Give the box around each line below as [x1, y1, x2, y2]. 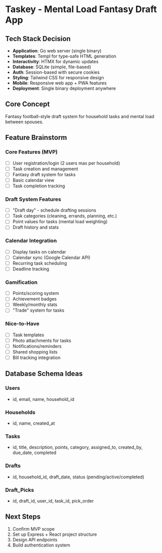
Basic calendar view [12, 177, 54, 183]
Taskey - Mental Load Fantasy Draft [5, 4, 157, 15]
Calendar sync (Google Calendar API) [12, 254, 91, 261]
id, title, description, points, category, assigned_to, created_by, [12, 444, 143, 450]
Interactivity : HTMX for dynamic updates [12, 59, 99, 64]
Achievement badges [12, 296, 57, 302]
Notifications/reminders [12, 343, 62, 349]
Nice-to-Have [5, 320, 40, 327]
